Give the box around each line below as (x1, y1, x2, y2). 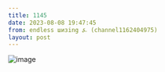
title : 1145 (8, 11, 47, 20)
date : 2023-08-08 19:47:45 (8, 19, 97, 27)
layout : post (8, 33, 51, 41)
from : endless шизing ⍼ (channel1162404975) (8, 26, 158, 34)
